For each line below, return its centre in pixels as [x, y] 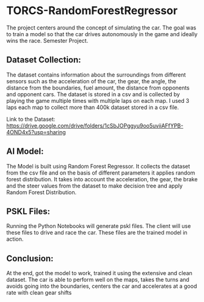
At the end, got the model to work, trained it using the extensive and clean [99, 273]
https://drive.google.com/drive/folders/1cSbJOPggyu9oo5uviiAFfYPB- [95, 126]
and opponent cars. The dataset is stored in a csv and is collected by [93, 94]
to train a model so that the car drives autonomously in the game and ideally [102, 34]
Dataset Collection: [44, 60]
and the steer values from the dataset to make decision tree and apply [95, 186]
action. [15, 239]
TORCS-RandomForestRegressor [92, 11]
